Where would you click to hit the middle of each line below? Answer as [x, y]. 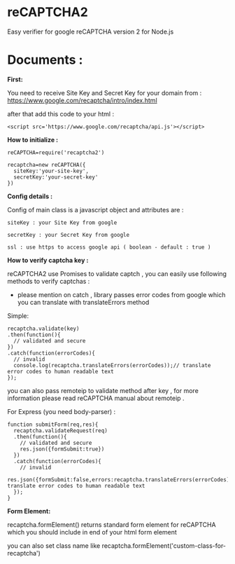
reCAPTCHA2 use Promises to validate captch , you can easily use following [117, 273]
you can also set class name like [54, 545]
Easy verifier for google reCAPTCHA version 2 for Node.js [91, 32]
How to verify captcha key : [48, 260]
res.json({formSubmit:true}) [62, 449]
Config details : [30, 196]
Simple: [18, 315]
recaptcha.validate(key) [43, 329]
